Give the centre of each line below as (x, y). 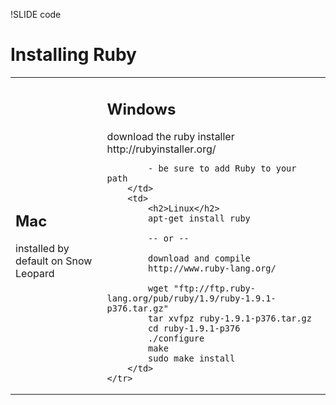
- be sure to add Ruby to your (222, 168)
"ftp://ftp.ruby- (214, 288)
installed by (42, 249)
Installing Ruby (73, 55)
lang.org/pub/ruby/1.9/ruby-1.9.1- (191, 298)
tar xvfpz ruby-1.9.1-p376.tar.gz (230, 318)
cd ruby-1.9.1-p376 (194, 328)
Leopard (35, 274)
